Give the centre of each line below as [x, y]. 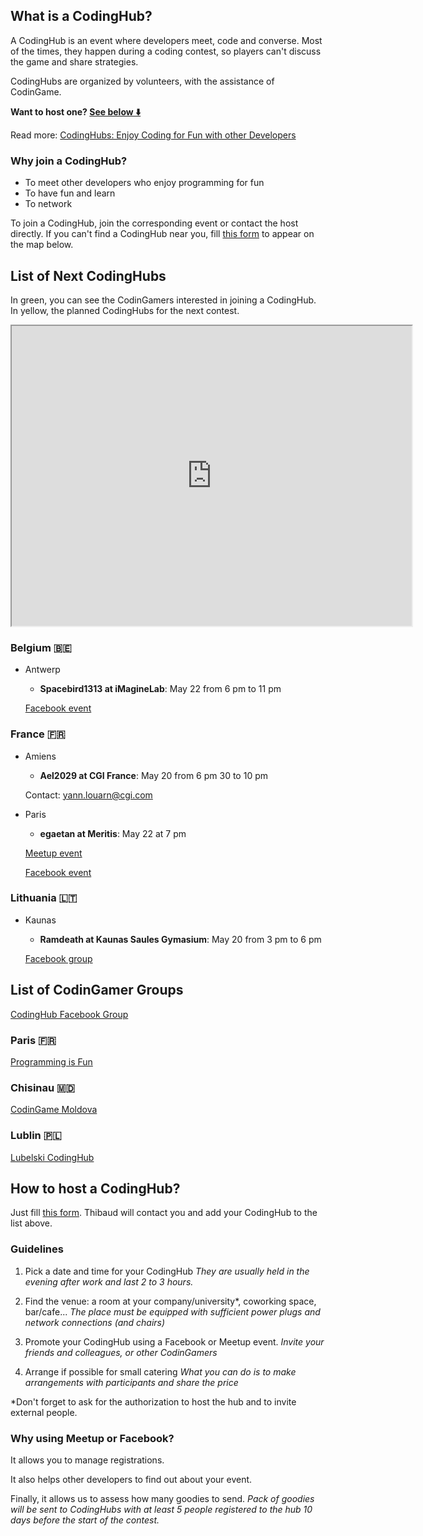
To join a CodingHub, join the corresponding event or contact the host [154, 223]
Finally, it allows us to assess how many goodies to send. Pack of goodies [162, 1498]
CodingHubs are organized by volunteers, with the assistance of [142, 81]
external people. [44, 1412]
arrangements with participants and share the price [131, 1382]
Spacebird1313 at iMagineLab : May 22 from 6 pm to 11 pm [160, 689]
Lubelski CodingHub [52, 1157]
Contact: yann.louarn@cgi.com [88, 795]
